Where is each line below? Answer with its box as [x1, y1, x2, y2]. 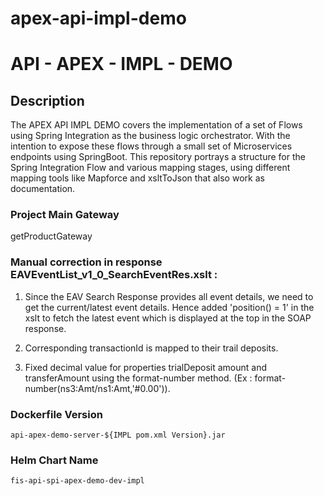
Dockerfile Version [10, 407, 103, 421]
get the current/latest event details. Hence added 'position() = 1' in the [24, 301, 315, 313]
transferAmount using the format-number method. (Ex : [24, 372, 253, 384]
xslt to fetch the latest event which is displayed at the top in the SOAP [24, 312, 312, 324]
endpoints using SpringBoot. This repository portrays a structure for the [10, 151, 306, 163]
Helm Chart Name [10, 453, 99, 467]
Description [10, 92, 85, 109]
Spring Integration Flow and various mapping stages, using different [10, 162, 291, 174]
